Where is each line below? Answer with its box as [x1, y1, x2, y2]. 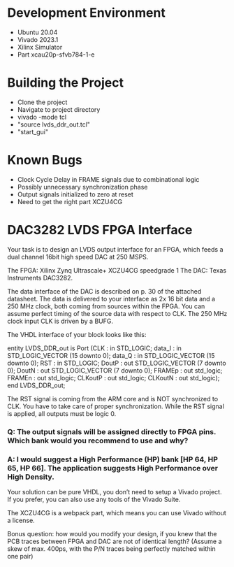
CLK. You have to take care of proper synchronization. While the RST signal [7, 402, 225, 410]
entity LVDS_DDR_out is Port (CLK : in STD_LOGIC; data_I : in [7, 344, 182, 352]
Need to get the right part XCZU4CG [17, 197, 123, 206]
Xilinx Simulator [17, 43, 63, 51]
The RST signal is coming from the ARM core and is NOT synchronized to [7, 394, 219, 403]
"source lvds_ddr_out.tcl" [17, 120, 91, 129]
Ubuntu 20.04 [17, 28, 58, 36]
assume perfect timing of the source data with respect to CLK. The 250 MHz [7, 309, 228, 317]
